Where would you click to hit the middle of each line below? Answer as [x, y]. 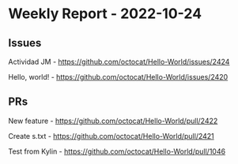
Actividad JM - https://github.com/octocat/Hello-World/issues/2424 [119, 61]
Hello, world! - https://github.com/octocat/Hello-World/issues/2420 [118, 77]
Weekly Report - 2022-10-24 [105, 14]
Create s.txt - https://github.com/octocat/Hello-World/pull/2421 [111, 136]
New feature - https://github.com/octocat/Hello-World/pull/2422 [113, 121]
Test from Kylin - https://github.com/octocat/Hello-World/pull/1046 [117, 151]
